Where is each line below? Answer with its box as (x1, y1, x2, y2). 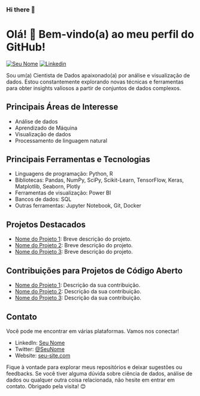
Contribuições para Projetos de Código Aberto (6, 265, 183, 275)
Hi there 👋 (6, 5, 36, 14)
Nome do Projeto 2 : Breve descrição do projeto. (14, 242, 133, 249)
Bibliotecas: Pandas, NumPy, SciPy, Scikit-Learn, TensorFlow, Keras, (14, 176, 184, 184)
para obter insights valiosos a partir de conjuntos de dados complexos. (6, 84, 181, 92)
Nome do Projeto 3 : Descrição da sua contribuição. (14, 294, 142, 302)
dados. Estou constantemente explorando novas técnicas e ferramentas (6, 78, 184, 85)
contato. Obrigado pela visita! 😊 (6, 382, 86, 389)
